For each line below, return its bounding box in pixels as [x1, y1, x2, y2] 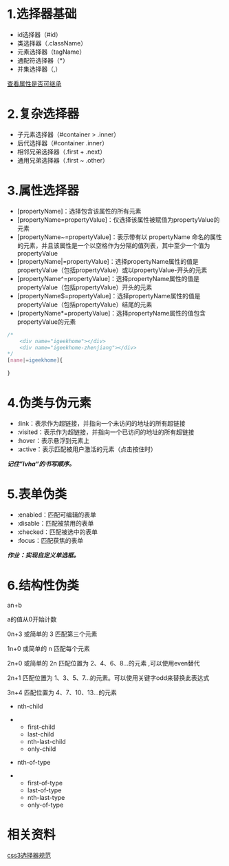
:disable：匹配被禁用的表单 [17, 519, 94, 527]
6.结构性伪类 [7, 578, 79, 593]
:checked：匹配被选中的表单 [17, 528, 98, 536]
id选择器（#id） [17, 30, 62, 39]
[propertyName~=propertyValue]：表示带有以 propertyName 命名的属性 [17, 232, 222, 241]
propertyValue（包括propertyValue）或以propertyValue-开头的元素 [17, 266, 208, 274]
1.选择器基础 [7, 6, 77, 22]
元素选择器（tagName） [17, 48, 86, 56]
